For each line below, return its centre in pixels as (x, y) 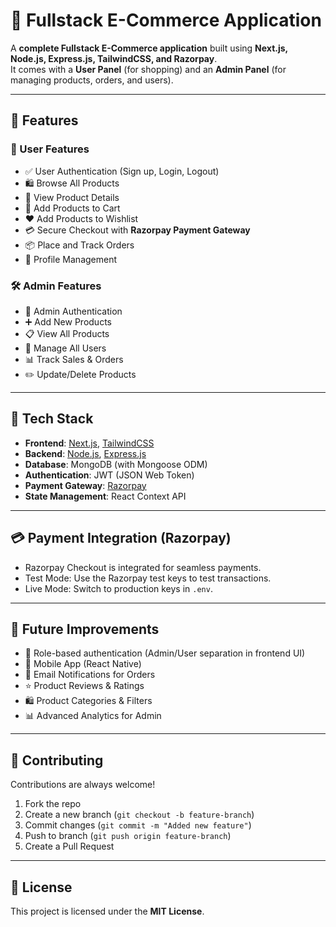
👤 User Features (50, 149)
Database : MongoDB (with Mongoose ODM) (116, 464)
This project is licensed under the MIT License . (107, 911)
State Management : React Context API (105, 496)
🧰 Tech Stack (52, 419)
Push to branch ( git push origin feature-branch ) (128, 836)
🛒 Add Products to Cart (72, 208)
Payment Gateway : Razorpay (85, 485)
